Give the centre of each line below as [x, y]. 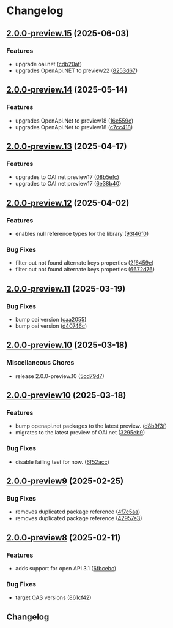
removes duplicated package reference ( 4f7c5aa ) [78, 512]
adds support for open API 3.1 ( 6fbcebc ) [66, 568]
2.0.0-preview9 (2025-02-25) [65, 481]
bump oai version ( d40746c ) [51, 326]
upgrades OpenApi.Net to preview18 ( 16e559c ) [74, 121]
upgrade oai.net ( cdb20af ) [49, 64]
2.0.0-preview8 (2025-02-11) [64, 538]
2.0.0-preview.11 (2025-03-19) [66, 289]
